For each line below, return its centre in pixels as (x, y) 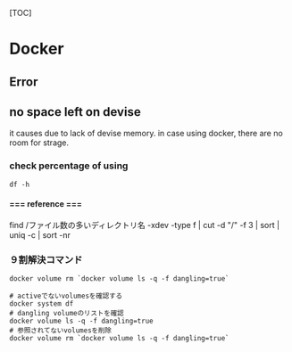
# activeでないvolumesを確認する (66, 296)
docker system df (42, 304)
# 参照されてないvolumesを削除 (60, 331)
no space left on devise (75, 112)
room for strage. (39, 143)
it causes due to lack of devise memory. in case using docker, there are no (146, 134)
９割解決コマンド (46, 259)
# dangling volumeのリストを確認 (67, 314)
